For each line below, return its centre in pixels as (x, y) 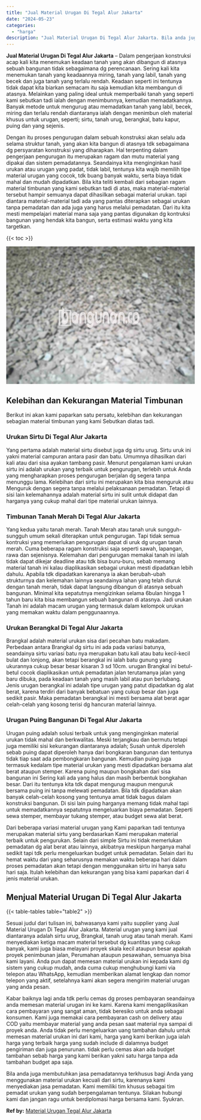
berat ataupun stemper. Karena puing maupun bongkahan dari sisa (89, 771)
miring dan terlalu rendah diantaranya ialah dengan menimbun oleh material (99, 113)
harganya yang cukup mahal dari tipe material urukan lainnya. (82, 501)
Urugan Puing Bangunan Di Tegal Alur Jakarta (74, 720)
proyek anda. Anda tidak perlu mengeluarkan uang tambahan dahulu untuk (98, 1030)
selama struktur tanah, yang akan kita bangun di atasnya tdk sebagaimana (98, 144)
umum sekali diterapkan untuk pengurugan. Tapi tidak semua (104, 536)
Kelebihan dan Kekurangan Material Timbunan (95, 401)
